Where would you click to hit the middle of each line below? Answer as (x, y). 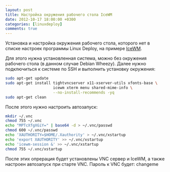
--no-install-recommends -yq (84, 92)
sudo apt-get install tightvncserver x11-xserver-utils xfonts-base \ (81, 83)
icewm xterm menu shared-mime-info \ (93, 88)
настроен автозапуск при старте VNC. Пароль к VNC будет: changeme (82, 164)
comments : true (21, 29)
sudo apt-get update (27, 78)
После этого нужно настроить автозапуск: (52, 107)
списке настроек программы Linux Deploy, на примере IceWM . (74, 49)
